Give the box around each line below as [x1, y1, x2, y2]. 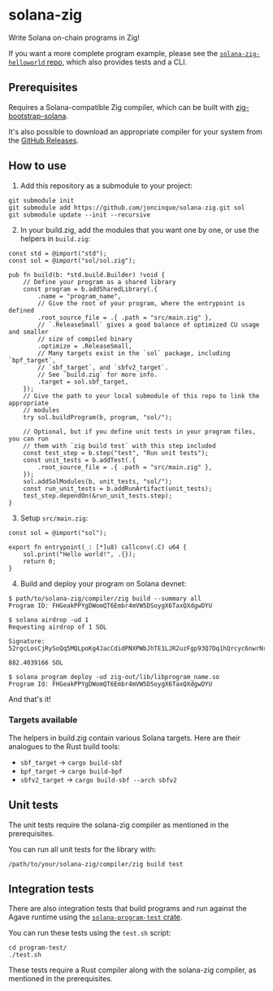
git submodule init [8, 196, 75, 204]
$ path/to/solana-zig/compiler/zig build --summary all [8, 594, 201, 603]
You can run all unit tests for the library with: [8, 844, 157, 854]
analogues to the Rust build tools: [8, 741, 120, 751]
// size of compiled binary [37, 335, 132, 343]
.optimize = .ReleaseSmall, [37, 342, 132, 350]
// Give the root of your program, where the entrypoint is [37, 299, 245, 307]
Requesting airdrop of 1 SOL [8, 623, 107, 631]
